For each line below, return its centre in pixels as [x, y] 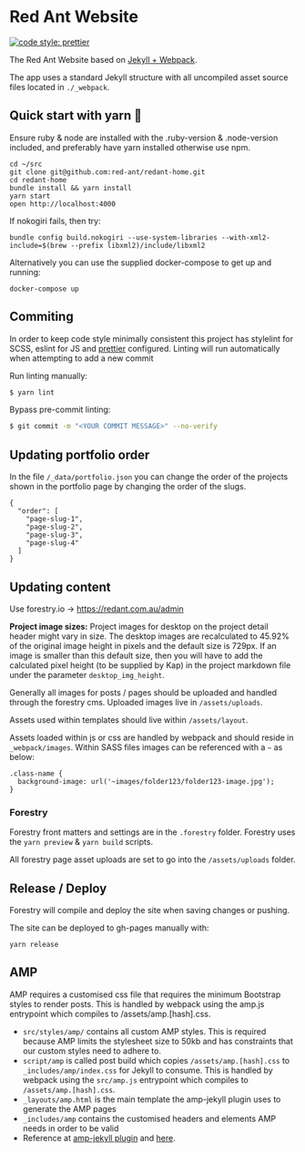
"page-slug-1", [55, 519]
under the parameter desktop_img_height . [87, 674]
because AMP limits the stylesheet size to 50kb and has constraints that [158, 1041]
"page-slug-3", [55, 535]
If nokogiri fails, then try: [56, 221]
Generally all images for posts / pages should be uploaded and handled [143, 692]
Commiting [42, 317]
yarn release [34, 945]
